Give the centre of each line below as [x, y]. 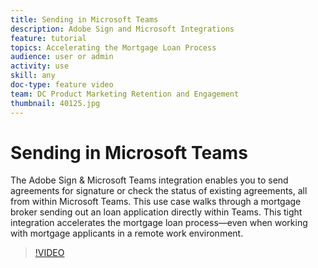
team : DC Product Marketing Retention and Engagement [125, 94]
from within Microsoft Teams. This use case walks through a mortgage [156, 202]
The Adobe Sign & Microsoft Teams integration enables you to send [149, 180]
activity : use [40, 66]
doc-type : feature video [62, 85]
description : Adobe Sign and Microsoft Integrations [122, 29]
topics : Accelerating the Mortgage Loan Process [113, 47]
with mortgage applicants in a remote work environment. [127, 233]
